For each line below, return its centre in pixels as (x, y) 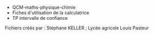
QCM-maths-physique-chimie (44, 7)
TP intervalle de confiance (40, 18)
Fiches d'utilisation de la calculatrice (51, 13)
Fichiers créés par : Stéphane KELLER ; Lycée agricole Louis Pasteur (77, 28)
